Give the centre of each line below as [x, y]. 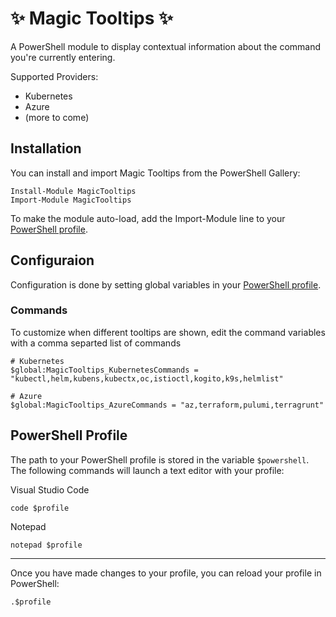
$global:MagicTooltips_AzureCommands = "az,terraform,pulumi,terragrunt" [167, 405]
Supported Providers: [54, 76]
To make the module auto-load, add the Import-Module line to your [148, 218]
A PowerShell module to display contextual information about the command [166, 46]
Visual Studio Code [50, 489]
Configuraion [52, 260]
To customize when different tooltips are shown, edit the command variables [168, 332]
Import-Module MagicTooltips [71, 200]
